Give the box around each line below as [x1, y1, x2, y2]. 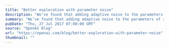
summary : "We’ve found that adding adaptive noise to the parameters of [5, 16, 161, 21]
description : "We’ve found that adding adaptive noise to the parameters [5, 12, 163, 17]
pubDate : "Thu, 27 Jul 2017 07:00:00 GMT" [5, 21, 96, 26]
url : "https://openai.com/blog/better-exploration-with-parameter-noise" [5, 30, 163, 35]
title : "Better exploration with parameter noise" [5, 7, 114, 12]
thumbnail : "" [5, 35, 35, 40]
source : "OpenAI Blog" [5, 26, 53, 31]
